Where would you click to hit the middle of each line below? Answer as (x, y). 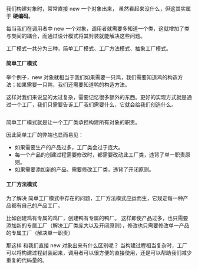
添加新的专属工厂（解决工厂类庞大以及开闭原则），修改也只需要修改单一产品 (98, 225)
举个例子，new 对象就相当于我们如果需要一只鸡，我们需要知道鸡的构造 (92, 77)
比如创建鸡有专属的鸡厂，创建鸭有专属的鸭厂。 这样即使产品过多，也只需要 (97, 218)
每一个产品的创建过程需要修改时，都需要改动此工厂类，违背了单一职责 (100, 155)
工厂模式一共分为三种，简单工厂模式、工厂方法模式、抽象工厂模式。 (89, 48)
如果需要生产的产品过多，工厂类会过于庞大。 (69, 147)
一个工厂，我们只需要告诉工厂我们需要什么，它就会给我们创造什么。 (94, 104)
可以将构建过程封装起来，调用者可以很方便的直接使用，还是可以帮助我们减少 (99, 253)
